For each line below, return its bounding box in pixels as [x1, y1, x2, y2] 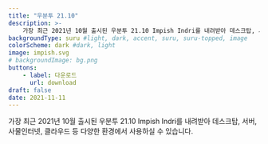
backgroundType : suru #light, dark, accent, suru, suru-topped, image [8, 34, 248, 42]
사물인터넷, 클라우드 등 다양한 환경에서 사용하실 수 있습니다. [8, 126, 194, 136]
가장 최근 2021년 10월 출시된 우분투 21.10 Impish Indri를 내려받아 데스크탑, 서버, [8, 117, 258, 126]
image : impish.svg [8, 49, 69, 57]
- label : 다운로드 [22, 71, 77, 79]
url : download [29, 78, 77, 86]
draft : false [8, 86, 52, 94]
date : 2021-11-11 [8, 94, 66, 102]
